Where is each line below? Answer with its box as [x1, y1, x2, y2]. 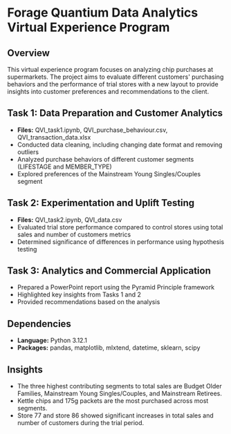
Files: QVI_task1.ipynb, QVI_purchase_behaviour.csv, [17, 126, 168, 134]
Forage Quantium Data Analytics [7, 5, 198, 21]
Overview [7, 47, 50, 59]
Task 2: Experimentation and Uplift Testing [7, 197, 195, 209]
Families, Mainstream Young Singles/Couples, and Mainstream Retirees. [17, 389, 223, 398]
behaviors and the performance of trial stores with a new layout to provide [7, 80, 219, 88]
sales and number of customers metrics [17, 230, 131, 238]
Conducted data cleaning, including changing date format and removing [17, 140, 223, 149]
